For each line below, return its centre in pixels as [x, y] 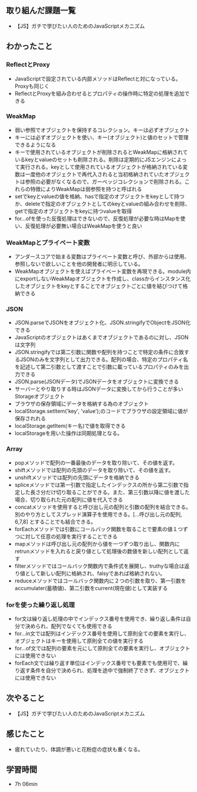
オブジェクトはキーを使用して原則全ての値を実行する [79, 641]
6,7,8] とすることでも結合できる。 [55, 522]
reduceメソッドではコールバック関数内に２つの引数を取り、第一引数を [100, 581]
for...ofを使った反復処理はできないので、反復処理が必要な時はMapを [97, 218]
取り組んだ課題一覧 [41, 11]
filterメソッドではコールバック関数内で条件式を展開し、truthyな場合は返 [102, 566]
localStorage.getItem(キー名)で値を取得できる [70, 426]
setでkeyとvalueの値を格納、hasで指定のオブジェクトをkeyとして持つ [99, 196]
